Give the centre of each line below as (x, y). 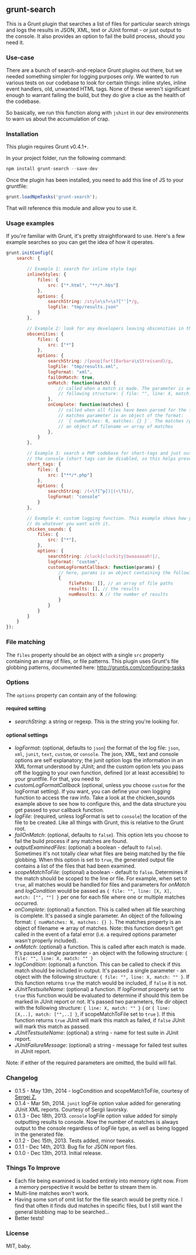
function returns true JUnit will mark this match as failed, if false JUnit (99, 1020)
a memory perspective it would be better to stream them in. (86, 1187)
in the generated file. (39, 1134)
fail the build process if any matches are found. (71, 841)
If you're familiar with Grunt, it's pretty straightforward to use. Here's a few (96, 236)
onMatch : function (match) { (82, 383)
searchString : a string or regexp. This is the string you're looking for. (97, 721)
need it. (15, 42)
